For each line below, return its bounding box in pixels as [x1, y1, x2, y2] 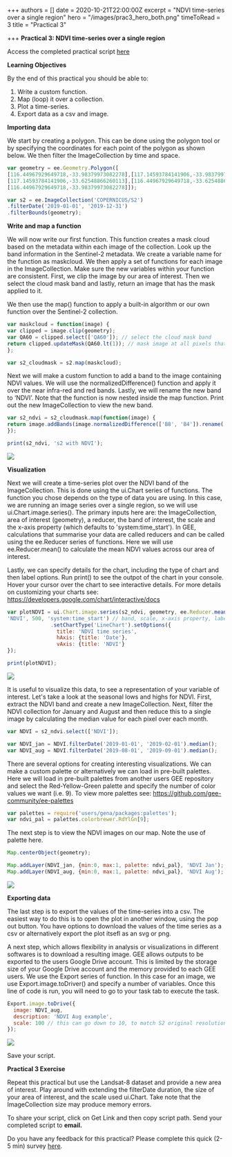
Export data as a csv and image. [17, 110, 109, 118]
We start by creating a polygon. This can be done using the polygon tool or [7, 136, 220, 145]
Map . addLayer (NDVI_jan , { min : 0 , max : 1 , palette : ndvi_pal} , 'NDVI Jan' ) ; [7, 862, 224, 869]
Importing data [7, 123, 51, 131]
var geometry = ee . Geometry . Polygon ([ [7, 165, 119, 172]
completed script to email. [7, 1121, 83, 1129]
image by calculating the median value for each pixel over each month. [7, 715, 209, 723]
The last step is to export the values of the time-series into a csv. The [7, 907, 205, 915]
